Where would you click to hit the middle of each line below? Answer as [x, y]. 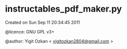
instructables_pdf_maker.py [63, 9]
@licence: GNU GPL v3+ [30, 32]
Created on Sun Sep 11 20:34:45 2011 [42, 22]
